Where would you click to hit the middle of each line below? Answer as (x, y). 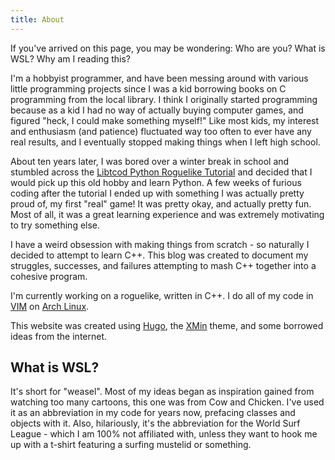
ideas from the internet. (59, 336)
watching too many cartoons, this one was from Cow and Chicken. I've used (167, 402)
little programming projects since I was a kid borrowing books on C (148, 88)
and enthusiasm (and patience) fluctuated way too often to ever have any (161, 131)
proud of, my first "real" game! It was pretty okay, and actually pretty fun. (161, 203)
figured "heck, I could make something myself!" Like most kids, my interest (165, 120)
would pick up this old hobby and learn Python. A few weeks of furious (156, 182)
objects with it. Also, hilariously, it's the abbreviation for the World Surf (155, 423)
